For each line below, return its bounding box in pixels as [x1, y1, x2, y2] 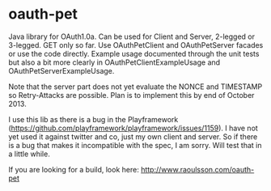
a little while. [8, 149, 50, 159]
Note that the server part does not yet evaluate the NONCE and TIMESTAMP [8, 82, 263, 91]
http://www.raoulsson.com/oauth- [140, 164, 255, 174]
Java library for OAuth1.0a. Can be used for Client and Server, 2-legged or [8, 32, 255, 41]
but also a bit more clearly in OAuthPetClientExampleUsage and [8, 57, 221, 67]
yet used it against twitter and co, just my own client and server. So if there [8, 131, 258, 142]
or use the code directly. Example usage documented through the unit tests [8, 49, 260, 58]
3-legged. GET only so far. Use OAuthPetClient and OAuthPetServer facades [8, 40, 264, 49]
